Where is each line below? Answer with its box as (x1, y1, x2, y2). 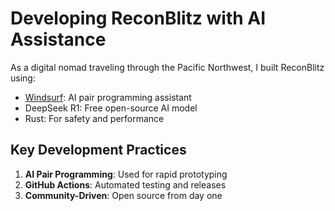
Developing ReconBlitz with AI (10, 7, 267, 30)
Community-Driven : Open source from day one (24, 189, 223, 201)
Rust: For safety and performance (24, 112, 165, 124)
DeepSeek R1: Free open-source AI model (24, 102, 198, 114)
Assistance (10, 28, 107, 51)
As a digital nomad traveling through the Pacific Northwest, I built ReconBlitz (10, 61, 325, 73)
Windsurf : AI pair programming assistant (24, 91, 192, 103)
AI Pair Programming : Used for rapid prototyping (24, 168, 228, 180)
